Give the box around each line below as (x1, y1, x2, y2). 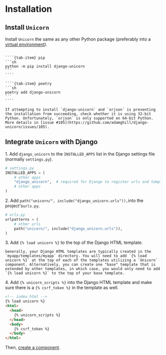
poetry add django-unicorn (5, 90, 61, 95)
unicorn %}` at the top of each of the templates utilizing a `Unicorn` (5, 258, 158, 263)
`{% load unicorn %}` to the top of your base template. (5, 271, 125, 276)
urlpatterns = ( (5, 217, 39, 222)
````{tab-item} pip (5, 55, 45, 60)
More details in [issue (5, 120, 54, 125)
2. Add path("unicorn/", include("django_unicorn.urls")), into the (5, 197, 144, 203)
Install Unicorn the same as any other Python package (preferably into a (5, 36, 151, 42)
